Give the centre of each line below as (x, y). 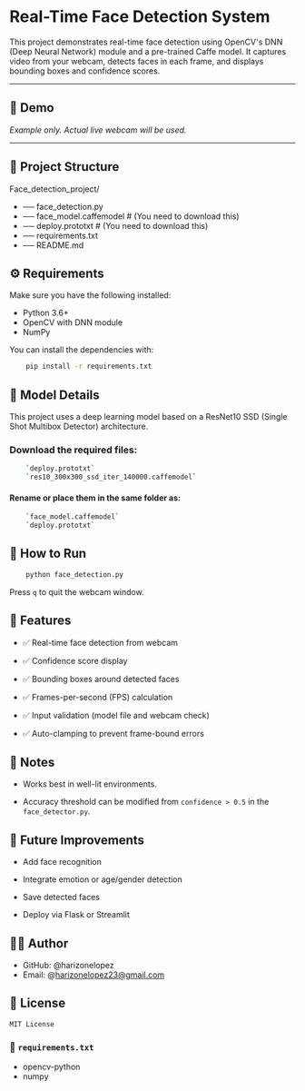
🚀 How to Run (48, 554)
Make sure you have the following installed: (90, 295)
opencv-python (51, 1067)
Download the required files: (74, 450)
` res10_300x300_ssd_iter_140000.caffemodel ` (111, 477)
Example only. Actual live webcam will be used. (98, 130)
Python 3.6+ (46, 313)
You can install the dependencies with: (82, 350)
